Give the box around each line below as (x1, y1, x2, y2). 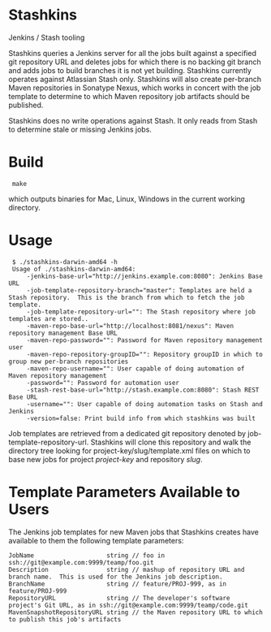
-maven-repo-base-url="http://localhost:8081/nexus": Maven (26, 322, 234, 330)
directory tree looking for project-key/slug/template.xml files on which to (8, 445, 251, 456)
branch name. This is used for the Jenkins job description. (8, 573, 223, 581)
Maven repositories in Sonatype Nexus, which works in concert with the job (8, 83, 261, 93)
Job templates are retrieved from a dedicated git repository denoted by (8, 428, 246, 438)
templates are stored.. (8, 314, 89, 322)
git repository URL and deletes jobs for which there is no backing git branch (8, 57, 261, 67)
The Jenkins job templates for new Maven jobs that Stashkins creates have (8, 526, 260, 537)
